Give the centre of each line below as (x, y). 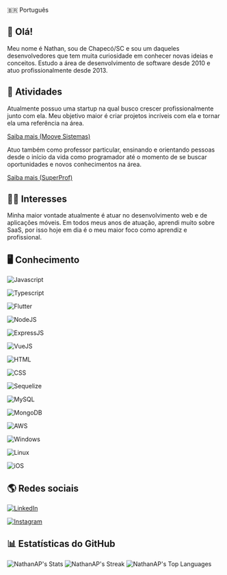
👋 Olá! (20, 32)
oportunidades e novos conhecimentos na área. (75, 164)
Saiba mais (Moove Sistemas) (49, 136)
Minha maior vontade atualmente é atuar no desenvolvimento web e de (107, 215)
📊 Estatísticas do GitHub (61, 544)
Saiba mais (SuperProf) (40, 177)
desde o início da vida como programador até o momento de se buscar (107, 156)
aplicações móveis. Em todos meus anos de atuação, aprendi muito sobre (111, 223)
